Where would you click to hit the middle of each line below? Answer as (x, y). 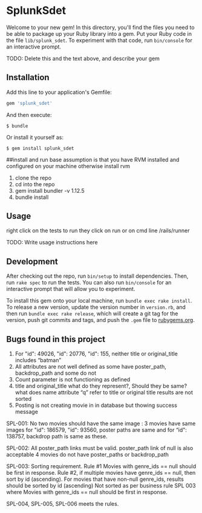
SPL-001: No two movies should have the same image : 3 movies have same (101, 424)
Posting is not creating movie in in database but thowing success (96, 405)
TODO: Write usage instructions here (52, 243)
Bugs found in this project (56, 339)
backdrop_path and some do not (56, 373)
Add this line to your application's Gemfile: (59, 92)
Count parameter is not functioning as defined (73, 380)
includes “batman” (38, 360)
